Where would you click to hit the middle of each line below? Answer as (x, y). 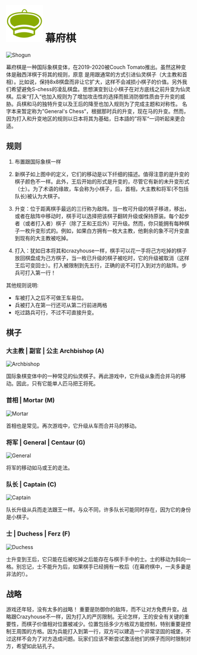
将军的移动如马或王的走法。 (40, 468)
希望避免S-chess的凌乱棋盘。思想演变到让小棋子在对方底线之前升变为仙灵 (101, 89)
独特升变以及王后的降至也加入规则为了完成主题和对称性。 (111, 104)
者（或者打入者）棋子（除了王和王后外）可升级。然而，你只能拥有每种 (99, 223)
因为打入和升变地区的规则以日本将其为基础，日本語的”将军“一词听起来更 (93, 118)
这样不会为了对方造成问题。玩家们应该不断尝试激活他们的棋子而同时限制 (98, 639)
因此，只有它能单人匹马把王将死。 (57, 384)
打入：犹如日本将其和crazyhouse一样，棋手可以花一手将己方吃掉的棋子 (101, 250)
